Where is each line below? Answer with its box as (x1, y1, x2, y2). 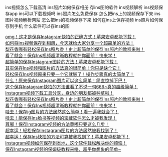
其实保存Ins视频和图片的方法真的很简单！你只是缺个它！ (5, 65, 121, 71)
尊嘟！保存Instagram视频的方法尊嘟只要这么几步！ (5, 121, 109, 127)
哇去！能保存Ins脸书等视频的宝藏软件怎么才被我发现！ (5, 115, 117, 121)
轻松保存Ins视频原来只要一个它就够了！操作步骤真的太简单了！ (5, 71, 134, 77)
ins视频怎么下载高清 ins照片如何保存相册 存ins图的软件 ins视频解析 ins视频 (5, 4, 159, 10)
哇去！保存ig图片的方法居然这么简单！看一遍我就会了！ (5, 109, 119, 114)
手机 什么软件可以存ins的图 (14, 23, 70, 29)
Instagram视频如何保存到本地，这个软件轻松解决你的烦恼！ (5, 140, 127, 146)
